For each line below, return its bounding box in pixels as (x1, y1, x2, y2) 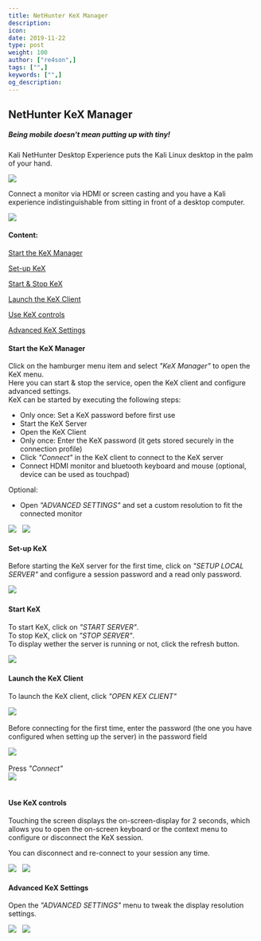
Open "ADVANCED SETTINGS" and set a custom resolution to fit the (19, 501, 243, 510)
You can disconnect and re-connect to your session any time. (8, 849, 210, 858)
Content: (8, 230, 38, 240)
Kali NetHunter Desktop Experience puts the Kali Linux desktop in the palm (8, 150, 253, 159)
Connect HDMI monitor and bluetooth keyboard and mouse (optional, (19, 461, 247, 470)
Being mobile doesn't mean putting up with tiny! (8, 130, 171, 139)
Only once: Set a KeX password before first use (19, 411, 176, 420)
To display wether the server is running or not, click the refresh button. (8, 638, 240, 649)
